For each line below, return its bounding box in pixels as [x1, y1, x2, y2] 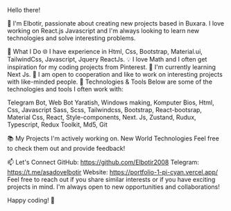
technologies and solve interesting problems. [7, 34, 136, 42]
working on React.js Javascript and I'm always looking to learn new [7, 27, 200, 35]
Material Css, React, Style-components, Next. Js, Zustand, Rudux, [7, 113, 196, 121]
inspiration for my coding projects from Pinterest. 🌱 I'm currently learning [7, 63, 216, 71]
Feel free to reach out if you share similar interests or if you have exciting [7, 176, 216, 183]
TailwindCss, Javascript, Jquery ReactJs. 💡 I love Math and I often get [7, 55, 207, 63]
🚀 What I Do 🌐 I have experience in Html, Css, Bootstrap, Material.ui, [7, 48, 203, 55]
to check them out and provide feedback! [7, 145, 126, 152]
